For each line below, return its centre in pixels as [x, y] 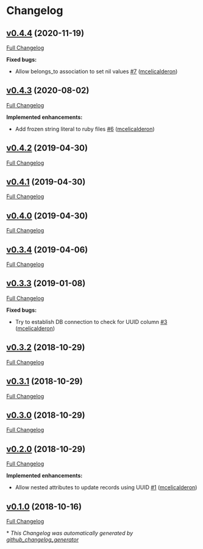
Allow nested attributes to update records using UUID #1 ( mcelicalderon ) [106, 487]
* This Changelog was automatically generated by [70, 533]
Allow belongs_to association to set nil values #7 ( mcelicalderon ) [96, 71]
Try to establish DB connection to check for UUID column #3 [91, 321]
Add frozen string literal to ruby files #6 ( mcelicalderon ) [85, 129]
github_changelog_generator [43, 539]
